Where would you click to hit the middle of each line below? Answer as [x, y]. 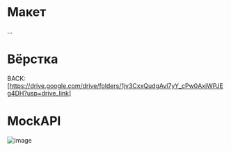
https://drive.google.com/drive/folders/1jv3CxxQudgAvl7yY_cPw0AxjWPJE [117, 86]
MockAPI [34, 121]
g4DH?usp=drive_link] [39, 93]
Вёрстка [33, 59]
